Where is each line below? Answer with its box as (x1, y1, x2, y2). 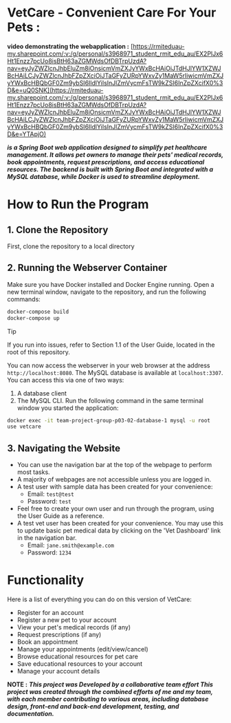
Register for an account (16, 609, 84, 616)
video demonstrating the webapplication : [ (7, 42, 133, 50)
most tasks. (16, 468, 50, 476)
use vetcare (7, 423, 41, 431)
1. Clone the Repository (7, 224, 109, 235)
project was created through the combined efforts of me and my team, (7, 688, 213, 695)
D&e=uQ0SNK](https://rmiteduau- (7, 86, 104, 94)
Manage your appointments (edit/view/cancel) (16, 645, 149, 653)
